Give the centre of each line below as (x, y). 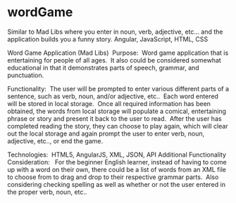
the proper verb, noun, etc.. (47, 192)
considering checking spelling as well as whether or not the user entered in (116, 184)
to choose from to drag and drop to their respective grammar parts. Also (113, 177)
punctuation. (26, 75)
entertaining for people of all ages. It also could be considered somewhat (114, 60)
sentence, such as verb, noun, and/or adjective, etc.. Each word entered (113, 96)
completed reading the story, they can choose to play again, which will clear (118, 126)
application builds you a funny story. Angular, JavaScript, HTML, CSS (108, 39)
